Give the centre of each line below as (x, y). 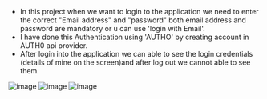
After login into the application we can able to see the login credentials (136, 54)
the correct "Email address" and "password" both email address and (133, 20)
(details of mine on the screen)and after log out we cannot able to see (135, 62)
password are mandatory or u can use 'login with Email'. (113, 28)
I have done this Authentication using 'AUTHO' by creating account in (134, 37)
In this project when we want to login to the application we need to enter (139, 12)
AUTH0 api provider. (54, 46)
